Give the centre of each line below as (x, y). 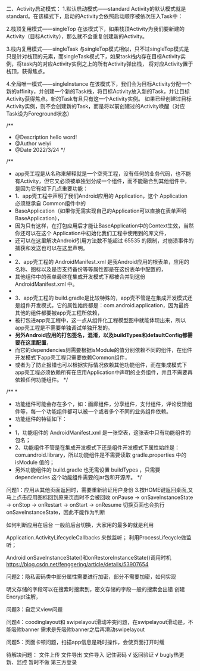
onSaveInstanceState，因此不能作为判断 (56, 512)
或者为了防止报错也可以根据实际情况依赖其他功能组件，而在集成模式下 (101, 365)
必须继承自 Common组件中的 (50, 203)
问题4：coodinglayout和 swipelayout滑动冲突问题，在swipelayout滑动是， (97, 622)
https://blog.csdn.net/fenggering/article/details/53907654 (77, 564)
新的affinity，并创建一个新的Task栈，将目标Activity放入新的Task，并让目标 (98, 91)
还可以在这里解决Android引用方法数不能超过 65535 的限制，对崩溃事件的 (104, 241)
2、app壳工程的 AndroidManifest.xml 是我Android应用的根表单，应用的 (102, 262)
